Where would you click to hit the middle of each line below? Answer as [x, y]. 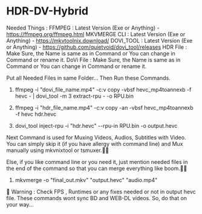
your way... [20, 204]
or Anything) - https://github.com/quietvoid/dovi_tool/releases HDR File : [97, 47]
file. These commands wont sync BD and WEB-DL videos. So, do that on [97, 198]
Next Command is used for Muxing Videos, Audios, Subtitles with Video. [96, 137]
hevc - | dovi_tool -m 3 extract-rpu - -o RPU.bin [74, 96]
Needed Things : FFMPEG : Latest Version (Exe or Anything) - [83, 28]
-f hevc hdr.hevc [36, 114]
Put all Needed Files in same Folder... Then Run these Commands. [88, 78]
